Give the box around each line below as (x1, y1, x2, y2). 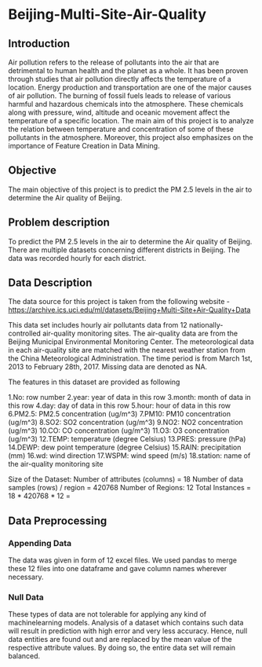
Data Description (8, 277, 93, 290)
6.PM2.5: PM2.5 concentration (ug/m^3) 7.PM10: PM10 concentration (8, 409, 231, 419)
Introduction (8, 37, 71, 50)
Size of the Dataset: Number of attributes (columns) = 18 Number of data (8, 475, 244, 484)
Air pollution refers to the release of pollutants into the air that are (8, 57, 220, 67)
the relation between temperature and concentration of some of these (8, 124, 234, 134)
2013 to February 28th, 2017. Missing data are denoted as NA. (8, 362, 208, 372)
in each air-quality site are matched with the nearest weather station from (8, 346, 246, 355)
